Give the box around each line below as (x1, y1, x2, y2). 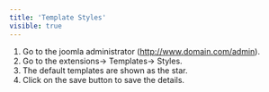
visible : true (9, 21, 63, 30)
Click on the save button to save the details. (22, 74, 185, 85)
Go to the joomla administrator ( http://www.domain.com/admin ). (22, 46, 261, 56)
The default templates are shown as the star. (22, 64, 188, 76)
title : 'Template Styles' (9, 13, 106, 22)
